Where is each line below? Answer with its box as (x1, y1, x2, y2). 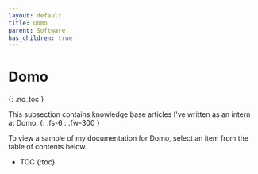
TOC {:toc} (19, 157, 56, 167)
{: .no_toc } (8, 95, 44, 104)
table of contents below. (8, 142, 87, 152)
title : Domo (8, 19, 48, 27)
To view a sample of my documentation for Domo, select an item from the (8, 133, 248, 143)
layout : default (8, 11, 62, 20)
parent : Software (8, 26, 66, 34)
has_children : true (8, 33, 73, 42)
